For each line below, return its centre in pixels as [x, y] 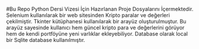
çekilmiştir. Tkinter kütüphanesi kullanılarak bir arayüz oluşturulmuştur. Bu [96, 21]
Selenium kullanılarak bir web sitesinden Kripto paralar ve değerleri [88, 15]
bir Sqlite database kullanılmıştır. [46, 40]
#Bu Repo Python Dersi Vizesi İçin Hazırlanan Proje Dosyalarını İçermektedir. [100, 9]
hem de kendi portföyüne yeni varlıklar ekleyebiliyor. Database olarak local [97, 34]
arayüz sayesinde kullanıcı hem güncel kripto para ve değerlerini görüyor [95, 27]
